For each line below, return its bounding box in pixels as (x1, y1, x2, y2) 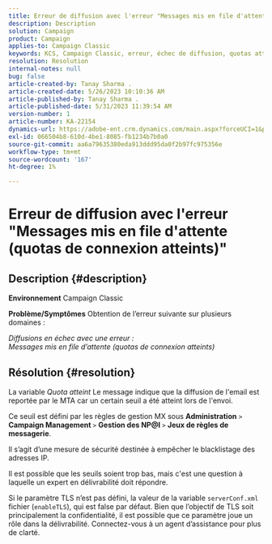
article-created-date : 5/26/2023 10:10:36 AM (8, 87, 164, 96)
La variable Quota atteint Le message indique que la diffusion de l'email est (8, 386, 260, 396)
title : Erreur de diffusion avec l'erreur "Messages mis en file (8, 11, 233, 20)
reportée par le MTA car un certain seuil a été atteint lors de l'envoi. (8, 395, 233, 405)
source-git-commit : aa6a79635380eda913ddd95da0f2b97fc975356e (8, 140, 223, 149)
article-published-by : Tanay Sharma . (8, 95, 139, 103)
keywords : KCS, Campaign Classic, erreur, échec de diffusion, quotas (8, 50, 252, 58)
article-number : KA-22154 (8, 118, 96, 126)
